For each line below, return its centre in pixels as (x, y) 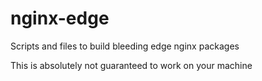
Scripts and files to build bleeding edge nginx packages (125, 46)
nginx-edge (60, 18)
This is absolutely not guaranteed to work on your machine (131, 65)
